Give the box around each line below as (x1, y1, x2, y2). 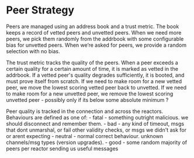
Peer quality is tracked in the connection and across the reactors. (6, 108, 164, 115)
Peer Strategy (6, 4, 75, 17)
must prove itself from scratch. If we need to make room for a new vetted (6, 77, 182, 85)
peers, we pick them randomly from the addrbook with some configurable (6, 35, 184, 42)
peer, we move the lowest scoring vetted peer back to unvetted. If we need (6, 84, 187, 91)
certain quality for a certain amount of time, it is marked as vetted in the (6, 65, 178, 72)
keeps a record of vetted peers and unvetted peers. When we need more (6, 29, 182, 36)
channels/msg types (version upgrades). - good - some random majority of (6, 139, 188, 146)
